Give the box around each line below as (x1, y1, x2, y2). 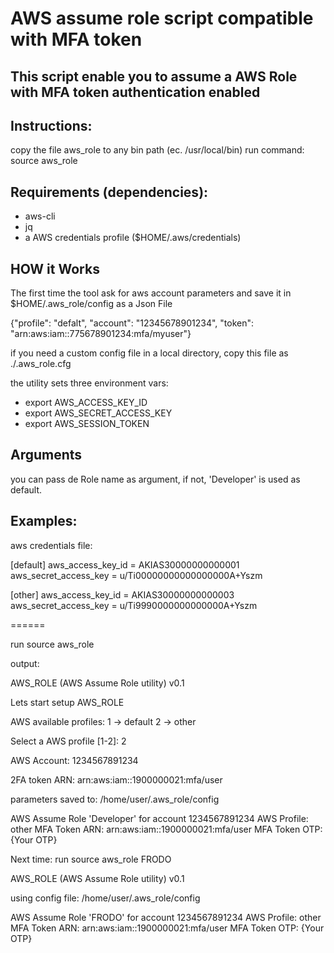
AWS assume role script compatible (10, 7, 314, 30)
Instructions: (10, 117, 93, 134)
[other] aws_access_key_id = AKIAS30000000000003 (10, 588, 235, 601)
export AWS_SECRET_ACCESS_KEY (24, 407, 173, 419)
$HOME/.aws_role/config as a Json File (10, 298, 173, 310)
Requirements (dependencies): (10, 183, 209, 201)
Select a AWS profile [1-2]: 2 (10, 735, 127, 747)
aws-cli (24, 210, 56, 222)
